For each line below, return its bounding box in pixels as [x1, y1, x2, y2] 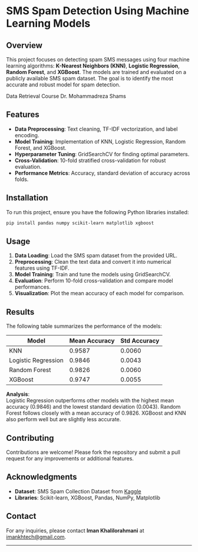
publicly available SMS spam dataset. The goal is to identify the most [6, 75, 174, 82]
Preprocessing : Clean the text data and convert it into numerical [14, 259, 171, 266]
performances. [14, 283, 51, 290]
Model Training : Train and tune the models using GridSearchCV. [14, 271, 171, 278]
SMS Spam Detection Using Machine [6, 4, 190, 18]
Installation [6, 193, 48, 203]
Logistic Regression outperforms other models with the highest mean [6, 397, 174, 404]
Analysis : [6, 390, 30, 398]
